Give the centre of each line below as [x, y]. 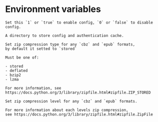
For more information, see [33, 88]
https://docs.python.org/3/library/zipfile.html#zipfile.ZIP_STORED [78, 92]
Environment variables [53, 9]
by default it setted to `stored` [41, 48]
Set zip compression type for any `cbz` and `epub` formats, [70, 44]
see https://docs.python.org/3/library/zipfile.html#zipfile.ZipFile [79, 114]
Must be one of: [22, 57]
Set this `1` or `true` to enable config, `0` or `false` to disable [79, 22]
